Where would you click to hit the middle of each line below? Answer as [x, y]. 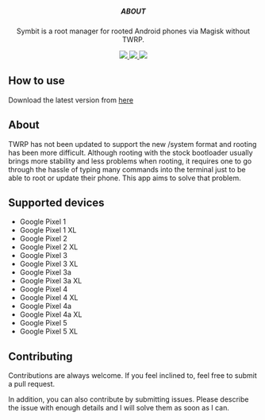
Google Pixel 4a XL [51, 314]
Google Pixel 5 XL [48, 331]
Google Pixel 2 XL [49, 247]
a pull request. [32, 384]
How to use [36, 81]
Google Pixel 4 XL [49, 298]
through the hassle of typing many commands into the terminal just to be [127, 169]
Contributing [40, 356]
